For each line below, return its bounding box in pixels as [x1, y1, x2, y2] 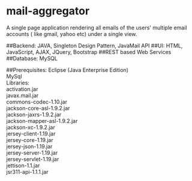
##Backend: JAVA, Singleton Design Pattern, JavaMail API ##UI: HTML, [6, 42, 183, 49]
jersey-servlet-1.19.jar [6, 155, 59, 162]
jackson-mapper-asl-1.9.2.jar [6, 117, 78, 124]
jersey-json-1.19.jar [6, 143, 53, 150]
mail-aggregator [6, 4, 90, 18]
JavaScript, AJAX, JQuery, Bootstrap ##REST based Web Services [6, 48, 172, 55]
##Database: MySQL [6, 55, 58, 62]
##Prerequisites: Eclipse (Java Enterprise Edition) [6, 66, 129, 73]
